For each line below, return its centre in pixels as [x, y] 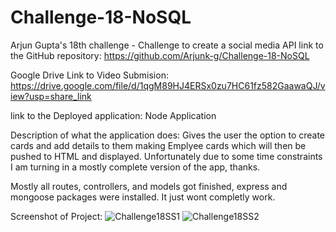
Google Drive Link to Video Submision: [89, 75]
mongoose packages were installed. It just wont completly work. [143, 197]
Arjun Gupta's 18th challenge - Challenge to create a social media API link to [167, 45]
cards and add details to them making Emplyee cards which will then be [158, 145]
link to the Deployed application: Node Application [113, 115]
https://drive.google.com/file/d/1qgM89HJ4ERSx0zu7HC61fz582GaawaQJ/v [168, 85]
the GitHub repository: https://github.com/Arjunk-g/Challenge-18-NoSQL [160, 55]
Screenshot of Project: [56, 216]
